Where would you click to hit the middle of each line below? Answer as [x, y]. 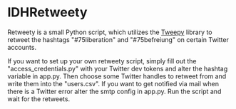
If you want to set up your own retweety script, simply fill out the [102, 61]
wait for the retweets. [39, 99]
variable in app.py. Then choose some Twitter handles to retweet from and [117, 76]
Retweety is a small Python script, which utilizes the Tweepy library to [110, 32]
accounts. [22, 47]
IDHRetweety [47, 12]
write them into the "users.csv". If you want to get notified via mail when [113, 83]
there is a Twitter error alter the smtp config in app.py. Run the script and [114, 91]
